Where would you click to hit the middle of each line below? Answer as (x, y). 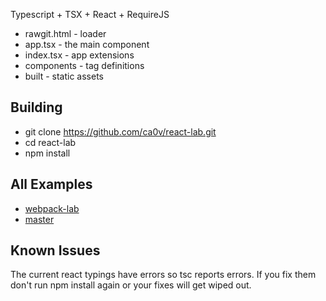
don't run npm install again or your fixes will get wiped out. (131, 285)
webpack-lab (52, 208)
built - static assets (64, 76)
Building (36, 107)
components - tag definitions (84, 65)
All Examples (51, 184)
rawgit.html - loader (65, 33)
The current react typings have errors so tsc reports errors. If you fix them (163, 275)
